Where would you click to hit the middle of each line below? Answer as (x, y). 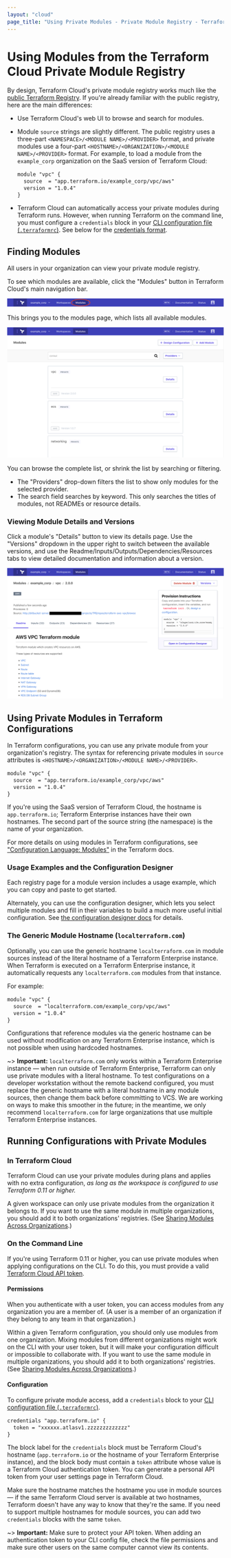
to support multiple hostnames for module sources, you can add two (104, 1512)
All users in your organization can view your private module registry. (104, 268)
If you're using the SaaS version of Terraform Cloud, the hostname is (104, 807)
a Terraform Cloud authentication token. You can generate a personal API (111, 1469)
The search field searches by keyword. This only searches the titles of (117, 497)
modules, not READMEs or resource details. (79, 504)
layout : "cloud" (30, 14)
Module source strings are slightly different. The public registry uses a (116, 132)
